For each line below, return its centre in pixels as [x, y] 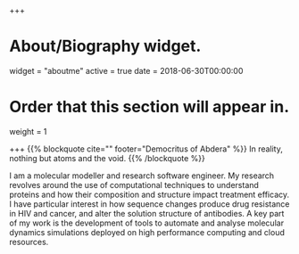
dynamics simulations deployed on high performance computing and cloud [147, 232]
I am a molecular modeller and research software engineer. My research [142, 176]
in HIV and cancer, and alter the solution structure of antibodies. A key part [147, 213]
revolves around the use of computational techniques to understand [134, 184]
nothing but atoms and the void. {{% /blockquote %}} [107, 158]
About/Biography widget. [105, 46]
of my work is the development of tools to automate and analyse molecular [146, 223]
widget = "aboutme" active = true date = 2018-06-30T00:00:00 [126, 70]
